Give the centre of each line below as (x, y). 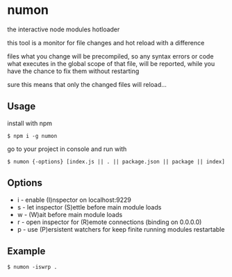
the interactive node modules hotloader (64, 29)
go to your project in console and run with (67, 149)
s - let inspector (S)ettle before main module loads (89, 207)
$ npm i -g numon (32, 136)
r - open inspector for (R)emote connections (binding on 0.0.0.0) (109, 222)
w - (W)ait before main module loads (70, 214)
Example (26, 251)
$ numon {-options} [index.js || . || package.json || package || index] (116, 161)
